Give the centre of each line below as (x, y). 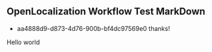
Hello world (23, 42)
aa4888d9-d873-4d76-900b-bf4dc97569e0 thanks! (93, 28)
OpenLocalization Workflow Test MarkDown (106, 12)
